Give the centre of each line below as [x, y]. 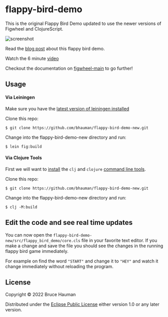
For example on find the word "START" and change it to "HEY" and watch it [82, 261]
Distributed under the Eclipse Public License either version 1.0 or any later [82, 304]
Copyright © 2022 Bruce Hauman [41, 295]
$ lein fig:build [24, 147]
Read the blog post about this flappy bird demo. [55, 48]
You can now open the [29, 235]
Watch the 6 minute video [32, 58]
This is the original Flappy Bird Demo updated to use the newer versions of [83, 23]
